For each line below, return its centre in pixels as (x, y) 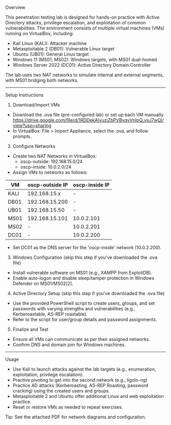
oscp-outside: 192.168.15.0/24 (51, 162)
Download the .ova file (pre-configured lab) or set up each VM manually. (89, 115)
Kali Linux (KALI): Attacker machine (50, 43)
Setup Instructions (25, 95)
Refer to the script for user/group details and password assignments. (85, 320)
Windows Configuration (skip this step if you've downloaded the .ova (85, 257)
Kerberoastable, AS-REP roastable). (50, 314)
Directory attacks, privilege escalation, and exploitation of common (76, 23)
